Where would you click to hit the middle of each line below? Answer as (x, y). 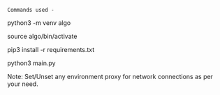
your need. (23, 84)
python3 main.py (31, 63)
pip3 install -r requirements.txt (51, 50)
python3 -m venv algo (39, 23)
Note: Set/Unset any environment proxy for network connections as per (110, 77)
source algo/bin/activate (42, 36)
